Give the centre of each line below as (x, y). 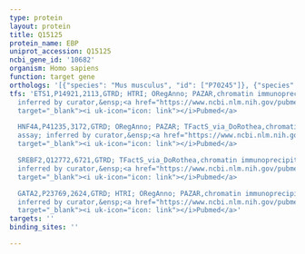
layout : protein (40, 26)
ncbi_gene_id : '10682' (52, 60)
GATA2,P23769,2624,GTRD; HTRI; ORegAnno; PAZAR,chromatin (130, 193)
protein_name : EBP (44, 43)
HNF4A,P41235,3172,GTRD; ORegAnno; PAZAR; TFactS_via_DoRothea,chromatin (160, 127)
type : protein (36, 18)
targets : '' (32, 219)
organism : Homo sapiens (54, 69)
